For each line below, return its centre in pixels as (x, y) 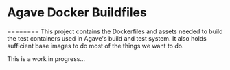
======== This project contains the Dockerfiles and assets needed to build (115, 31)
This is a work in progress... (46, 58)
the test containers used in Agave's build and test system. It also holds (107, 38)
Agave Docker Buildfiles (77, 13)
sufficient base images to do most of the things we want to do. (95, 46)
